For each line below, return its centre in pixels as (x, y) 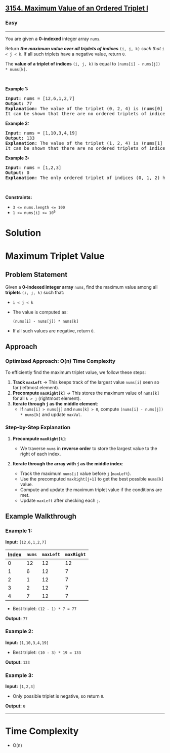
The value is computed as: (40, 312)
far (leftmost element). (36, 387)
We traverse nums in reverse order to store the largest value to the (89, 448)
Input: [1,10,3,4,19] (27, 642)
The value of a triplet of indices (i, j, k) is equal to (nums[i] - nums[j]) (83, 63)
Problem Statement (36, 275)
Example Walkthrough (41, 516)
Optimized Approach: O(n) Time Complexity (60, 361)
